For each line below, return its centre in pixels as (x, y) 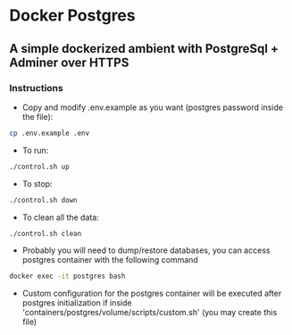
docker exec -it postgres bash (67, 276)
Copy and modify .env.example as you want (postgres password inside (153, 107)
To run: (35, 150)
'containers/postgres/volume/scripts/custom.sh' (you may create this (150, 313)
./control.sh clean (46, 233)
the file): (38, 116)
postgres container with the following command (110, 260)
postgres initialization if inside (77, 303)
